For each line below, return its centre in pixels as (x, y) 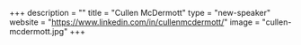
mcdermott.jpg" (39, 31)
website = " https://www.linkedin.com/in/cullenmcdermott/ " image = (135, 22)
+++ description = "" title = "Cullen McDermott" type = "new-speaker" (140, 13)
